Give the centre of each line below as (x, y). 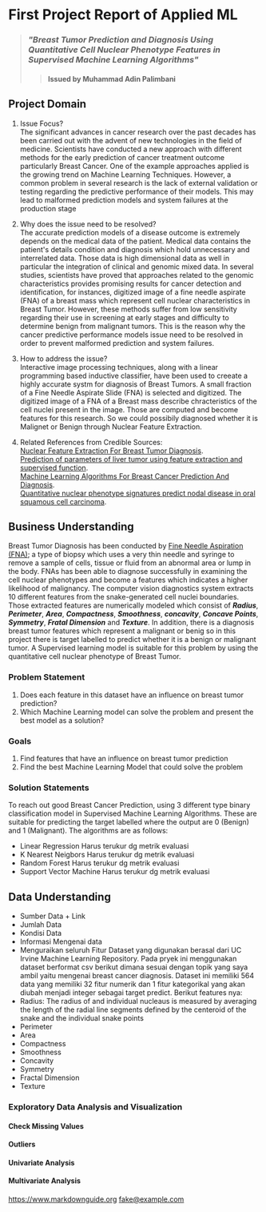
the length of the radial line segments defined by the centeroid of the (133, 1009)
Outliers (22, 1144)
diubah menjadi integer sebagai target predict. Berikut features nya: (131, 993)
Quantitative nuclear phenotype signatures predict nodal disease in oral (137, 493)
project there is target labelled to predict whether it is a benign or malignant (133, 640)
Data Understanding (60, 897)
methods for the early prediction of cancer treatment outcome (122, 157)
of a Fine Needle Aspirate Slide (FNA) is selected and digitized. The (131, 392)
